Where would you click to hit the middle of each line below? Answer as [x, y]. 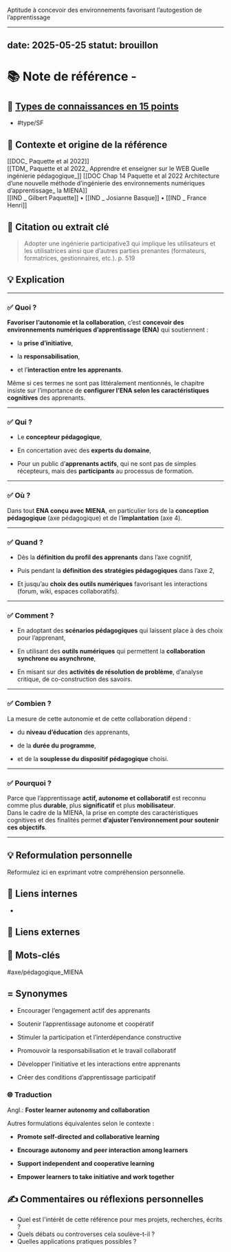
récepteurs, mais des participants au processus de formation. [105, 471]
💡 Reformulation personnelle [70, 855]
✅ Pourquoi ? [29, 783]
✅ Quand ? [25, 542]
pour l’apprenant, [41, 638]
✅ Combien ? [29, 704]
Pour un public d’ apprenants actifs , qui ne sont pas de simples [107, 464]
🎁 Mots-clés [34, 955]
